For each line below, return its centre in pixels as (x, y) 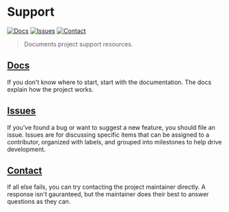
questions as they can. (39, 202)
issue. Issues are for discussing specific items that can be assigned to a (108, 135)
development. (26, 149)
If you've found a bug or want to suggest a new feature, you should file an (111, 127)
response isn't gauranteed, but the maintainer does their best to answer (108, 194)
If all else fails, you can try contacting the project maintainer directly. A (107, 187)
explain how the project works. (50, 89)
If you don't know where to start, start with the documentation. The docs (109, 82)
